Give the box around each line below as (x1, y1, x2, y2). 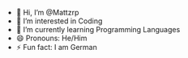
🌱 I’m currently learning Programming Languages (15, 25, 181, 34)
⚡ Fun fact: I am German (15, 43, 97, 52)
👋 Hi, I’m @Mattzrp (15, 8, 79, 17)
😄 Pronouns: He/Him (15, 33, 88, 43)
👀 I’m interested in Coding (15, 16, 103, 26)
